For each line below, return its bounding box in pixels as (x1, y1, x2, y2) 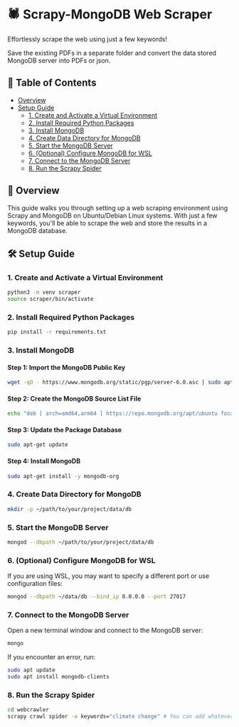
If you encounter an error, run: (7, 653, 96, 661)
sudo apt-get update (7, 441, 69, 448)
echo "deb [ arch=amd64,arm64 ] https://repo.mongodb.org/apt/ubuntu (7, 410, 218, 418)
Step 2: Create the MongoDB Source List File (7, 394, 142, 403)
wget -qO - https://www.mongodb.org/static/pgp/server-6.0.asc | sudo (7, 379, 221, 386)
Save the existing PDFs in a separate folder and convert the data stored (7, 48, 217, 57)
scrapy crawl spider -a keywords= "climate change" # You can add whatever (7, 713, 234, 721)
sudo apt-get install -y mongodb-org (7, 473, 119, 480)
